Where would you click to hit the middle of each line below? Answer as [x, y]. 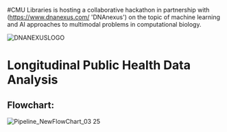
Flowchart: [31, 105]
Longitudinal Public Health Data [99, 65]
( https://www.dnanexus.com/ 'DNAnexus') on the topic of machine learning [114, 17]
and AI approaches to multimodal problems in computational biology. [104, 24]
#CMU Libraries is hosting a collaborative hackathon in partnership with [108, 10]
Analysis [33, 80]
